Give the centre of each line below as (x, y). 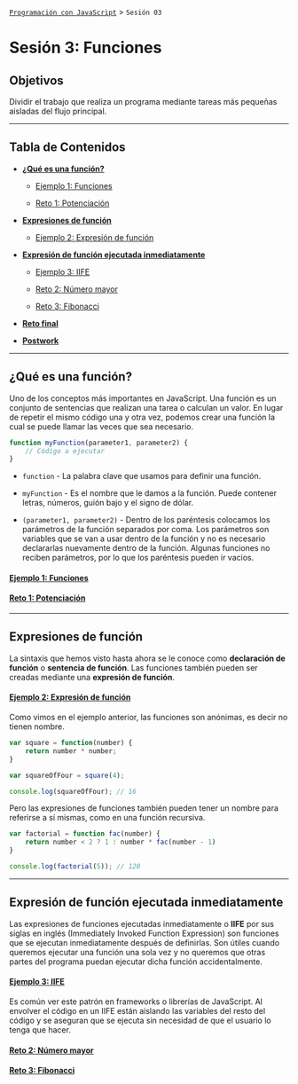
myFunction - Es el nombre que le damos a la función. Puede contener (149, 493)
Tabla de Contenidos (67, 148)
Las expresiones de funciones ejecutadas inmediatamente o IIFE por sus (142, 923)
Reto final (40, 323)
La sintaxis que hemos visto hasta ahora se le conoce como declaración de (147, 658)
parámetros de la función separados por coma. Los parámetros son (145, 530)
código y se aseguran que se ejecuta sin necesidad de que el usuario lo (141, 1020)
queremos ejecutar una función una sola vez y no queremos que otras (137, 952)
